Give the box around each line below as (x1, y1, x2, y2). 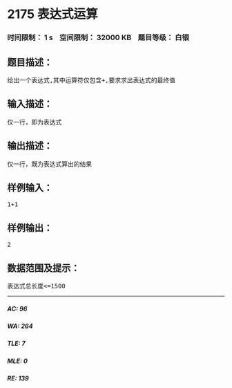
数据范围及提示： (7, 262, 80, 274)
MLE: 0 (7, 357, 28, 365)
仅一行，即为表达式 (7, 118, 62, 126)
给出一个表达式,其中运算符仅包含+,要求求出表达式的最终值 (7, 76, 176, 84)
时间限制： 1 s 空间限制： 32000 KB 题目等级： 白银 (7, 33, 190, 42)
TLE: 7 (7, 340, 26, 348)
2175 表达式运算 (7, 6, 98, 22)
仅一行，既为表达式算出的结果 (7, 160, 92, 168)
